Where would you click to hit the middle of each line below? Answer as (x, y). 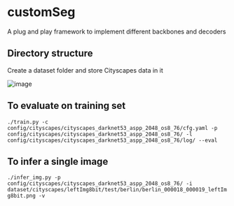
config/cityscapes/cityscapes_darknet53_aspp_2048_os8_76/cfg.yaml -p (112, 128)
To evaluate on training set (67, 106)
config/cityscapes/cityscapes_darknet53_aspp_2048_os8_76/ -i (100, 184)
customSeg (41, 12)
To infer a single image (58, 161)
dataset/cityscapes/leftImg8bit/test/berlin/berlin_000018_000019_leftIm (117, 190)
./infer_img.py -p (34, 178)
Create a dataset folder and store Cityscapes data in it (85, 70)
